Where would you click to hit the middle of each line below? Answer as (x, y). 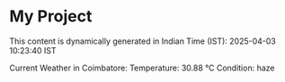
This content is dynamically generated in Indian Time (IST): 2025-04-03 (142, 41)
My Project (51, 16)
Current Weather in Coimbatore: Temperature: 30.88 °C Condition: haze (142, 68)
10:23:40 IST (33, 50)
